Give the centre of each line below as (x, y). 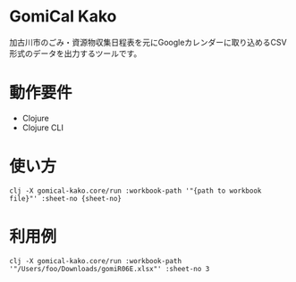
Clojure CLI (43, 128)
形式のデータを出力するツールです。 (76, 53)
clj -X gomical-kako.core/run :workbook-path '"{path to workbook (135, 191)
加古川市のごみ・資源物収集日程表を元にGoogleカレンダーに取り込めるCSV (148, 42)
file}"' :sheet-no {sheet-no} (66, 198)
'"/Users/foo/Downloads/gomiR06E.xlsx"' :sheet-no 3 (110, 269)
